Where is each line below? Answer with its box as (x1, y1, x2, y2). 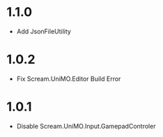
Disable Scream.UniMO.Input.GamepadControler (16, 122, 156, 130)
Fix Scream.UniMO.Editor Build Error (16, 74, 121, 83)
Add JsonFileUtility (16, 27, 71, 35)
